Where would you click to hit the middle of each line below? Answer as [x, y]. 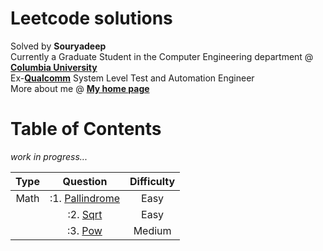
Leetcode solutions [91, 18]
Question [85, 181]
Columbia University [54, 67]
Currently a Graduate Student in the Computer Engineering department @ [162, 56]
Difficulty [152, 181]
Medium [152, 230]
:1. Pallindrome [84, 198]
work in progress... [49, 156]
